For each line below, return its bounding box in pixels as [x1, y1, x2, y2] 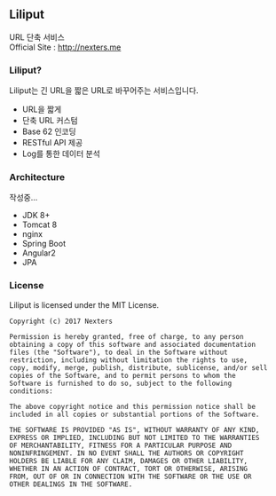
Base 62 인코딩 [21, 126, 77, 137]
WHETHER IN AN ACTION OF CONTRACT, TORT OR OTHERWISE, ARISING [9, 464, 248, 473]
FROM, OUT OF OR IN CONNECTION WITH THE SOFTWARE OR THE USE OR [9, 472, 252, 481]
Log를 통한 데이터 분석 [21, 148, 100, 159]
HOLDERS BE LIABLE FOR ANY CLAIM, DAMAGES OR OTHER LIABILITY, [9, 456, 248, 465]
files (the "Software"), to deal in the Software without [9, 348, 228, 357]
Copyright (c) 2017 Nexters [9, 317, 114, 326]
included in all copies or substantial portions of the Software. [9, 410, 260, 419]
